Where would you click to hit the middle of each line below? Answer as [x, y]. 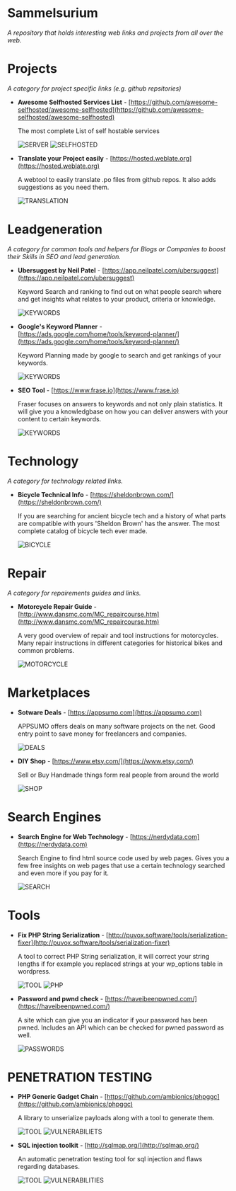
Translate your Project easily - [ [65, 158]
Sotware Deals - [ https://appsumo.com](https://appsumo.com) [110, 712]
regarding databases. [48, 1167]
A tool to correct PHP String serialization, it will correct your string [113, 956]
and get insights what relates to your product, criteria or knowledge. [116, 299]
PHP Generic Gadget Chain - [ [62, 1097]
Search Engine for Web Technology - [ [75, 836]
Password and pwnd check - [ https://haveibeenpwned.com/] [107, 998]
